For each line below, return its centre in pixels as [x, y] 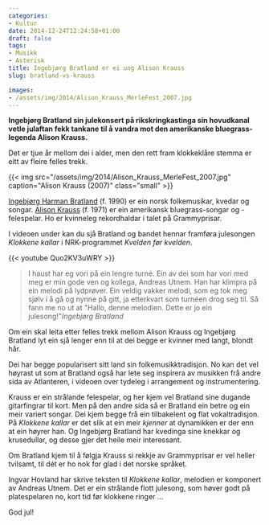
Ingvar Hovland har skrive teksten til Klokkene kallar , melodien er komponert [135, 480]
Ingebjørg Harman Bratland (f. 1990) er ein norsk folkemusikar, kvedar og [129, 201]
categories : [28, 16]
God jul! [21, 512]
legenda [22, 137]
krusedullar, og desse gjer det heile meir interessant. [95, 440]
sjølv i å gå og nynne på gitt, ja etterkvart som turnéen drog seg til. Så [143, 299]
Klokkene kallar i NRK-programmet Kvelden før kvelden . [100, 243]
